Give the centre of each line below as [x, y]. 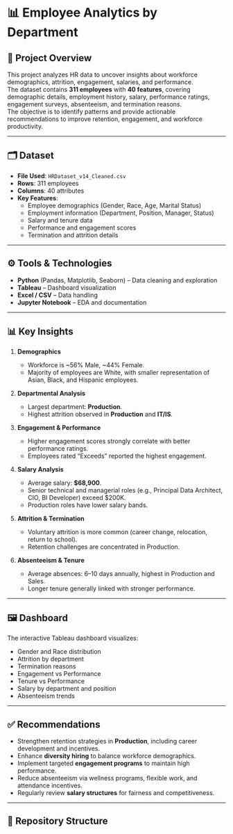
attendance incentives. [50, 785]
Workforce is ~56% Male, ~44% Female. [86, 365]
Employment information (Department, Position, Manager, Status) [121, 213]
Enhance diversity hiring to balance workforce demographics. [106, 756]
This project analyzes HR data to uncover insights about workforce [102, 74]
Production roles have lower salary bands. [88, 505]
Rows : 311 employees [48, 183]
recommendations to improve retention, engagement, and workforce [105, 119]
